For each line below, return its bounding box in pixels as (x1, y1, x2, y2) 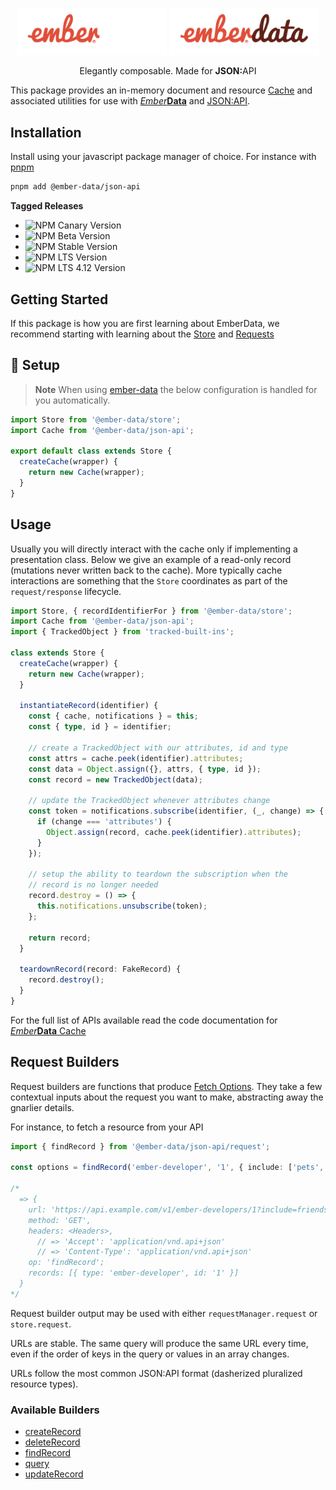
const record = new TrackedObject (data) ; (28, 774, 203, 785)
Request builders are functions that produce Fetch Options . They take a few (10, 1080, 323, 1092)
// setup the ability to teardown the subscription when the (28, 869, 288, 880)
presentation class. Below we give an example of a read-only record (10, 553, 292, 565)
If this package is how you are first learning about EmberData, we (10, 317, 280, 329)
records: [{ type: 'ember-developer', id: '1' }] (28, 1268, 240, 1278)
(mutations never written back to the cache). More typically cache (10, 564, 283, 576)
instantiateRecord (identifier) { (19, 701, 159, 711)
